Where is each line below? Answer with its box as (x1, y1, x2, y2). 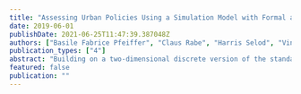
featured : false (9, 64, 70, 73)
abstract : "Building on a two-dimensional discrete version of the (9, 55, 267, 64)
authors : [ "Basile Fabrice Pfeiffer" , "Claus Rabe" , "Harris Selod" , (9, 38, 275, 47)
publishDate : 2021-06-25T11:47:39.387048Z (9, 30, 170, 38)
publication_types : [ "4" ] (9, 47, 106, 56)
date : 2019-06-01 (9, 21, 74, 30)
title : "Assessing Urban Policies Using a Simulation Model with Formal (9, 13, 287, 22)
